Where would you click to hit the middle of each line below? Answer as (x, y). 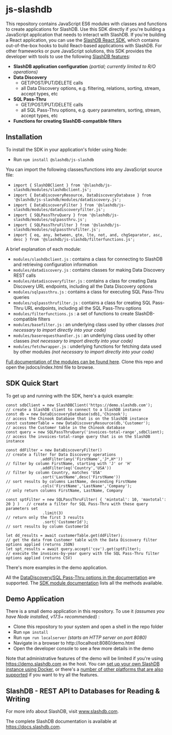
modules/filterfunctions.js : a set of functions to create (73, 313)
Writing (18, 699)
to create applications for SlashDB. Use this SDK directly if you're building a (85, 29)
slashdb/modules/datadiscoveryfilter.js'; (59, 210)
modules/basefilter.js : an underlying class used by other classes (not (89, 324)
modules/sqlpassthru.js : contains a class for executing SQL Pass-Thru (89, 292)
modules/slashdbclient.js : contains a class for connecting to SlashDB (88, 259)
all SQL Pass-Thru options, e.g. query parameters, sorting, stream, (91, 110)
